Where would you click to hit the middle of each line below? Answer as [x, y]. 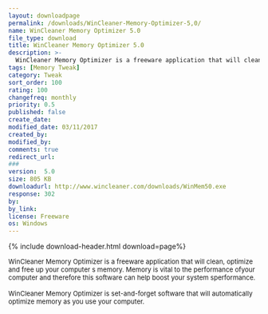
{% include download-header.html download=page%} [97, 246]
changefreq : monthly [43, 97]
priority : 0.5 [32, 105]
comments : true [33, 149]
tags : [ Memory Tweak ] [44, 68]
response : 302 [32, 194]
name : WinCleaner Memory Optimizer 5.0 [75, 30]
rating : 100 [28, 90]
